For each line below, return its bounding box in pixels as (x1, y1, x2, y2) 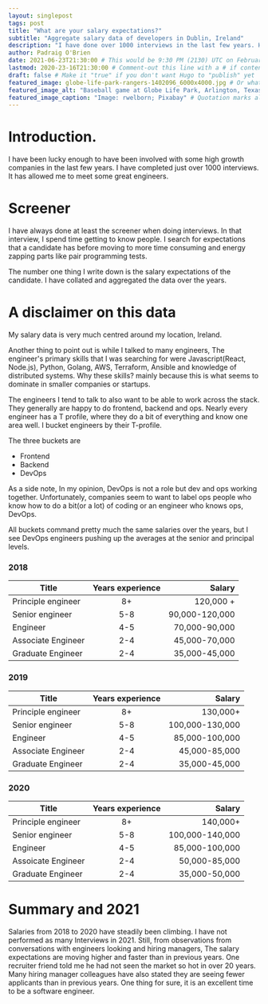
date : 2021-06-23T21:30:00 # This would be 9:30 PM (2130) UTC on (8, 57, 234, 65)
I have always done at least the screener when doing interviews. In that (8, 226, 242, 236)
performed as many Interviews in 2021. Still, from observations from (8, 935, 232, 945)
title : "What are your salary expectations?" (8, 26, 162, 34)
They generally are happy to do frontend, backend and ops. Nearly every (8, 403, 249, 413)
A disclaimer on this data (8, 303, 177, 322)
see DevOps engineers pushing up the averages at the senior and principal (8, 534, 254, 543)
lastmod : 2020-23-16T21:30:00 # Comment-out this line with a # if (8, 64, 238, 72)
